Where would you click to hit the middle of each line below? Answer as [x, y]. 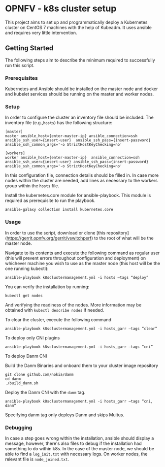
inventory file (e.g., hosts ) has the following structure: [59, 123]
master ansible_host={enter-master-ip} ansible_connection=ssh [71, 136]
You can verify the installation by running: [47, 287]
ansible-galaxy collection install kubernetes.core [59, 210]
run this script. [20, 65]
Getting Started [29, 48]
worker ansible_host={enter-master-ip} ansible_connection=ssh [72, 158]
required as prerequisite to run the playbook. [50, 200]
